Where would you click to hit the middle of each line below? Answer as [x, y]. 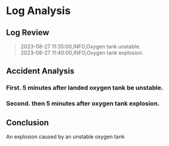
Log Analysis [38, 11]
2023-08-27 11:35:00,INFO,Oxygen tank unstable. [80, 46]
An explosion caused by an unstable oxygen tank [65, 137]
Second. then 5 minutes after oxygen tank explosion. [83, 104]
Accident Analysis [40, 71]
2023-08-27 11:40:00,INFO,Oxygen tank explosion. [82, 53]
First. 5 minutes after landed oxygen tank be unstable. [84, 88]
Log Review [28, 33]
